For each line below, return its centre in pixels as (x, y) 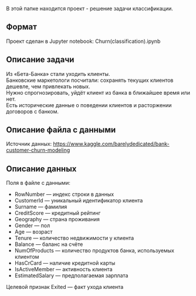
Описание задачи (40, 60)
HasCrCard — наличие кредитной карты (65, 263)
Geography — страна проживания (57, 219)
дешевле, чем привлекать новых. (48, 86)
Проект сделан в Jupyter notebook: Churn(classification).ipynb (83, 41)
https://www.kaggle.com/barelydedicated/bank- (111, 144)
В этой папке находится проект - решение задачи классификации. (89, 9)
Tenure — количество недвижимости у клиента (74, 238)
